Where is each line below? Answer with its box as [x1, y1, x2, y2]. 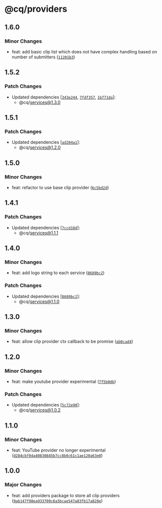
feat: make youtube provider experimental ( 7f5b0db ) [11, 379, 116, 384]
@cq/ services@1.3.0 [19, 99, 61, 105]
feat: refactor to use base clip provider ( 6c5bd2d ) [11, 184, 109, 190]
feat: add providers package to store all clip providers [11, 492, 120, 498]
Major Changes [4, 482, 42, 488]
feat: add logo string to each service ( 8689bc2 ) [11, 270, 105, 276]
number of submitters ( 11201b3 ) [11, 54, 75, 60]
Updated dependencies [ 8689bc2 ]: [11, 293, 80, 299]
